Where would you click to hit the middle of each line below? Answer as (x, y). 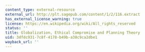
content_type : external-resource (40, 10)
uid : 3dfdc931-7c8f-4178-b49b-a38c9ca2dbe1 (51, 38)
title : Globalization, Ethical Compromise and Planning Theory (73, 33)
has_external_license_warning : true (43, 19)
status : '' (17, 28)
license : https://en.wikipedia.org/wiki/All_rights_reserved (70, 24)
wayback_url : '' (22, 42)
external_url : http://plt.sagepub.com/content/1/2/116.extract (73, 14)
